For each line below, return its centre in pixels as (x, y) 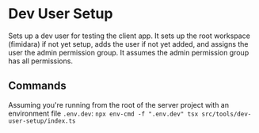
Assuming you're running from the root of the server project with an (119, 104)
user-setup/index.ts (42, 121)
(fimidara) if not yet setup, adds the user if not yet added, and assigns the (128, 44)
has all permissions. (41, 61)
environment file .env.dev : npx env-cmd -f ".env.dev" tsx (103, 113)
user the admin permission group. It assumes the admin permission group (129, 52)
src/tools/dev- (227, 114)
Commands (38, 86)
